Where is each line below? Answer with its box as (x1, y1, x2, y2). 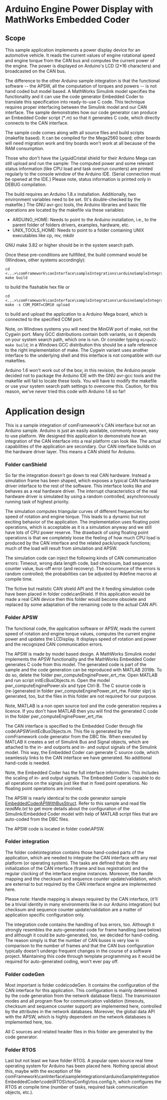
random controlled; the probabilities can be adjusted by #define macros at (5, 571, 158, 577)
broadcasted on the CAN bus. (5, 68, 66, 74)
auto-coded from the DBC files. (5, 816, 70, 822)
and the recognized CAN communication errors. (5, 641, 103, 647)
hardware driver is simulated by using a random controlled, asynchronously (5, 494, 160, 500)
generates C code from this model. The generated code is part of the (5, 661, 147, 667)
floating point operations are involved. (5, 785, 83, 791)
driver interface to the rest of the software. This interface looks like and (5, 483, 151, 489)
